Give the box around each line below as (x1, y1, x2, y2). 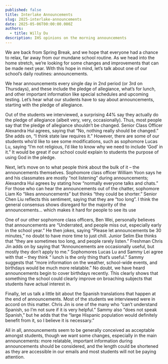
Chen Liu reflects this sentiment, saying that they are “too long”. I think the (5, 196, 159, 202)
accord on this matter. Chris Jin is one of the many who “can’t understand (5, 301, 158, 307)
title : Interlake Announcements (5, 12, 73, 17)
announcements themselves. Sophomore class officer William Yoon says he (5, 169, 162, 175)
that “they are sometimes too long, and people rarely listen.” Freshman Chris (5, 238, 163, 244)
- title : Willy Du (10, 31, 49, 36)
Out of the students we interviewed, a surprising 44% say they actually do (5, 111, 159, 117)
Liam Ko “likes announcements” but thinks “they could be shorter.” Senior (5, 191, 157, 197)
